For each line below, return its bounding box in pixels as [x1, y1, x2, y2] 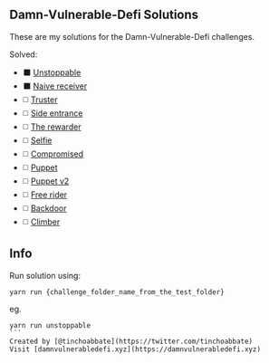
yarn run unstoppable [9, 320, 91, 330]
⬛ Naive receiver [22, 81, 88, 91]
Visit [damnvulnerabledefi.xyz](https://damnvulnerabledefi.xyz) [9, 344, 261, 354]
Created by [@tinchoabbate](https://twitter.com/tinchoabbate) [9, 337, 254, 346]
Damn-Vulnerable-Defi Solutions [9, 7, 199, 23]
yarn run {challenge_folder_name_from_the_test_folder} [9, 287, 225, 297]
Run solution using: [9, 270, 82, 281]
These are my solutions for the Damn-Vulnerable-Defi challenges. [9, 31, 255, 42]
